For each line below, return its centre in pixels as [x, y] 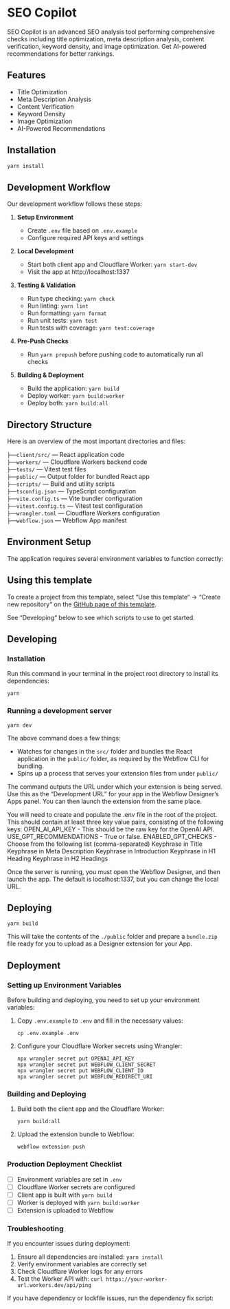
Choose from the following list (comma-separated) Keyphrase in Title [105, 844]
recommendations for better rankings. [61, 54]
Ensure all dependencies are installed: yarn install [90, 1257]
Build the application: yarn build [73, 389]
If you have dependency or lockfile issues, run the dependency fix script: [111, 1298]
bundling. [31, 766]
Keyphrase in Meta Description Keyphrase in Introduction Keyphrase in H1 [112, 851]
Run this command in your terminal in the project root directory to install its [113, 674]
